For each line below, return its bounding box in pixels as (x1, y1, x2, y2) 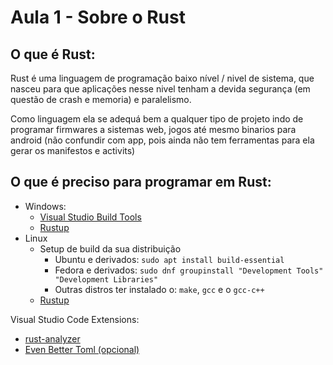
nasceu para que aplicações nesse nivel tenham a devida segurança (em (10, 83, 311, 95)
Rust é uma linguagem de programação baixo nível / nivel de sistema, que (10, 72, 315, 84)
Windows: (24, 200, 67, 212)
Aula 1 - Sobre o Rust (10, 6, 186, 29)
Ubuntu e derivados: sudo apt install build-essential (54, 253, 285, 265)
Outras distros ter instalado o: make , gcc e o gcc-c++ (54, 283, 265, 295)
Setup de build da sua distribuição (39, 242, 182, 255)
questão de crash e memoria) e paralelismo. (10, 94, 192, 105)
